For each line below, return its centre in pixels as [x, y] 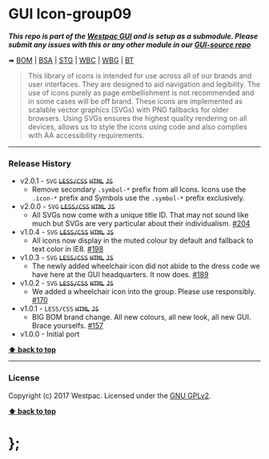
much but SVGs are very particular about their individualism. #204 [141, 223]
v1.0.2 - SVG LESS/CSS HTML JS [66, 283]
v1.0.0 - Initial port [50, 334]
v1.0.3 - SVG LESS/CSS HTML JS [66, 258]
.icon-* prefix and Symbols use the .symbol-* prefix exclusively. [139, 198]
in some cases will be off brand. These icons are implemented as [135, 101]
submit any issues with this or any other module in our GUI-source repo [130, 44]
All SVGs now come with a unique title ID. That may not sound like [140, 215]
